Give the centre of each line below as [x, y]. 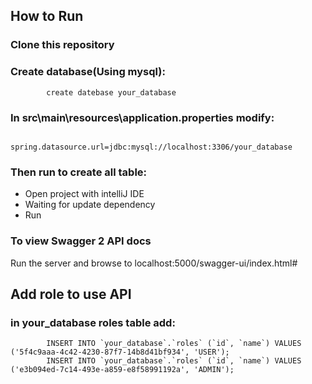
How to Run [47, 16]
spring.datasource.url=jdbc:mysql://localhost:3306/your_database [151, 147]
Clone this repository [62, 45]
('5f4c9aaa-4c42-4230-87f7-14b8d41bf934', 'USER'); [120, 352]
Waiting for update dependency [90, 205]
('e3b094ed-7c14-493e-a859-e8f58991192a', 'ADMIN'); [122, 370]
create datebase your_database [111, 92]
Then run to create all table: [79, 172]
